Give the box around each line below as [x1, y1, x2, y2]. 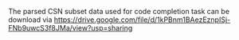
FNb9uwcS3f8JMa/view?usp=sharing [8, 24, 133, 32]
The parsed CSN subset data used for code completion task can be [8, 7, 229, 16]
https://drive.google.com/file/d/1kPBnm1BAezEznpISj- [53, 15, 231, 24]
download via [8, 15, 53, 24]
